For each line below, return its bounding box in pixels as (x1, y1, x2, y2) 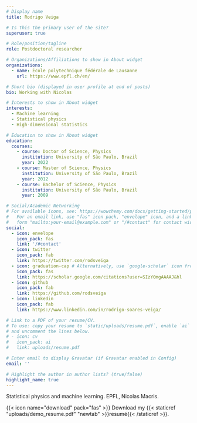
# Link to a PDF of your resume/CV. (6, 317, 96, 323)
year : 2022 (21, 160, 49, 166)
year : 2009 (21, 192, 49, 199)
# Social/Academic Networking (6, 203, 80, 209)
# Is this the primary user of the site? (6, 25, 109, 31)
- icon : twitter (11, 247, 51, 253)
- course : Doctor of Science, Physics (16, 149, 111, 155)
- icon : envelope (11, 230, 54, 236)
